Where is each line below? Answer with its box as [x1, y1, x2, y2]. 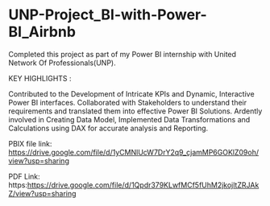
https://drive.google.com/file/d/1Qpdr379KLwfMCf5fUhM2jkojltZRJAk [27, 179, 260, 190]
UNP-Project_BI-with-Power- [8, 6, 207, 24]
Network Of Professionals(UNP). [8, 58, 116, 68]
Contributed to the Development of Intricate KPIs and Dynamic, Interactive [8, 89, 255, 98]
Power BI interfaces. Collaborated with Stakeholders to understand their [8, 97, 247, 107]
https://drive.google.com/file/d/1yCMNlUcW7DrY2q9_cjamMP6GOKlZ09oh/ [8, 147, 260, 157]
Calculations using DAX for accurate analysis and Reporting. [8, 123, 209, 133]
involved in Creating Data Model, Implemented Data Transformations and [8, 114, 251, 124]
